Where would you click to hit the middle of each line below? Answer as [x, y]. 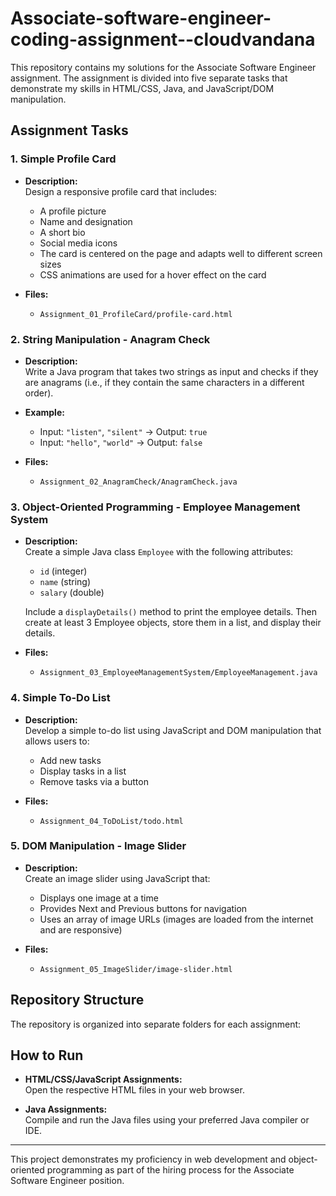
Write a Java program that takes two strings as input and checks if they [171, 371]
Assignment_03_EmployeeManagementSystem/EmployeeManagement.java [178, 673]
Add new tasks [70, 760]
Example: [44, 412]
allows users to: [57, 741]
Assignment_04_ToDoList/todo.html [111, 821]
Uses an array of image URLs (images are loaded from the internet [176, 919]
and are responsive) [81, 929]
